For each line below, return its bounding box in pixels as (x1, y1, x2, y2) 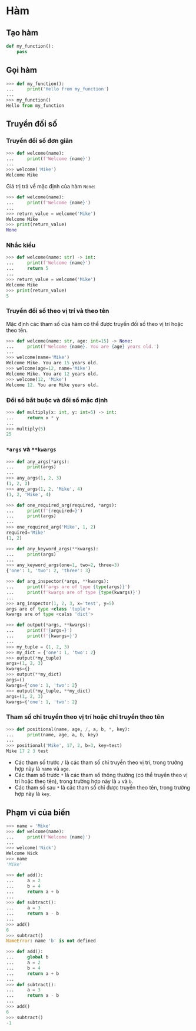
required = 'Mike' (6, 530, 46, 536)
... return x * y (6, 415, 59, 420)
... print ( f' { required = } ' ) (6, 508, 83, 514)
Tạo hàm (6, 28, 38, 38)
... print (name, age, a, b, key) (6, 732, 99, 738)
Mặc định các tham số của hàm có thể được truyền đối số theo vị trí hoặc (6, 320, 184, 327)
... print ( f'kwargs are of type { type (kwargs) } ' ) (6, 589, 141, 595)
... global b (6, 954, 49, 960)
